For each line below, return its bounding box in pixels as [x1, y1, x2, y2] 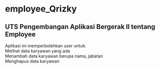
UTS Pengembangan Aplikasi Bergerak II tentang [5, 23, 156, 31]
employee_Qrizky [5, 3, 77, 14]
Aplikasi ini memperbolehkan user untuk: [5, 43, 86, 49]
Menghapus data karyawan [5, 58, 60, 64]
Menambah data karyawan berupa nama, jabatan [5, 53, 103, 59]
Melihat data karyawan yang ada [5, 48, 70, 54]
